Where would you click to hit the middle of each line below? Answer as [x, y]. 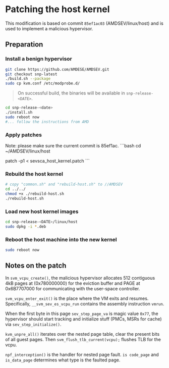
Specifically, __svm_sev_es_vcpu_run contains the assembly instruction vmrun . [85, 303]
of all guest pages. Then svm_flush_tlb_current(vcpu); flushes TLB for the [83, 339]
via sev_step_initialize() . [33, 324]
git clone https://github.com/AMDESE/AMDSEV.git [57, 69]
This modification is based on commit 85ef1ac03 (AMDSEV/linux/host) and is [84, 23]
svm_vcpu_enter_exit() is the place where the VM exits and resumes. [77, 298]
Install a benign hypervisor [39, 59]
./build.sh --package [28, 79]
